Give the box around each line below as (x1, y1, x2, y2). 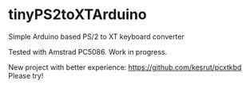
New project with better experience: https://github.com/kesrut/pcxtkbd (8, 62, 242, 72)
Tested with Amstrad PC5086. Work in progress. (8, 47, 168, 56)
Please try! (8, 71, 44, 80)
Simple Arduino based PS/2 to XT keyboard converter (8, 32, 185, 41)
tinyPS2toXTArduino (8, 6, 147, 24)
